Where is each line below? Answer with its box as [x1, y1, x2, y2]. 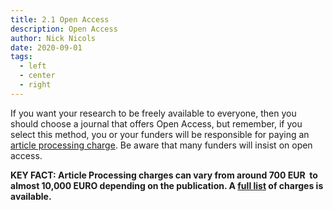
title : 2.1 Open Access [10, 14, 110, 25]
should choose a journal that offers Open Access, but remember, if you [10, 117, 303, 130]
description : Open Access [10, 24, 118, 34]
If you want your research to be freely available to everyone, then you [10, 107, 297, 119]
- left [19, 61, 47, 71]
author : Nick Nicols [10, 33, 97, 43]
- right [19, 80, 52, 90]
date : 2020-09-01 [10, 42, 83, 53]
